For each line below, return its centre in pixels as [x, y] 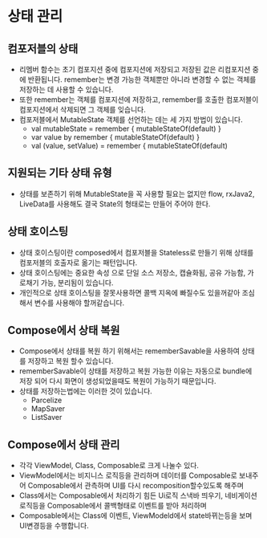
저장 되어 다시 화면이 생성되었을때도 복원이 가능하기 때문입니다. [118, 381]
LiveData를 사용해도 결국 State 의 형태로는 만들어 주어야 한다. [115, 204]
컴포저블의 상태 [43, 49]
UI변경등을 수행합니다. [54, 526]
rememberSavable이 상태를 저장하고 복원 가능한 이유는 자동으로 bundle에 [136, 371]
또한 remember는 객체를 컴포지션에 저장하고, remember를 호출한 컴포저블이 [139, 100]
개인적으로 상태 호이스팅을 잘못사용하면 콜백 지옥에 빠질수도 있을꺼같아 [129, 292]
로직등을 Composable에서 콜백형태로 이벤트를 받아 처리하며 [113, 506]
